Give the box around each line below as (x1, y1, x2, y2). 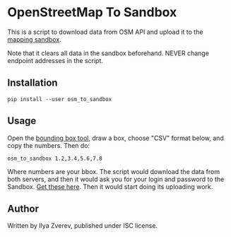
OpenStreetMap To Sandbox (7, 4, 177, 21)
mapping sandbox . (7, 35, 61, 43)
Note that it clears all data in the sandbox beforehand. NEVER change (7, 49, 210, 57)
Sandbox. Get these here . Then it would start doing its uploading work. (7, 182, 213, 191)
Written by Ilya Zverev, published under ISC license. (7, 221, 158, 230)
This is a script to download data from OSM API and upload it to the (7, 28, 203, 36)
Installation (7, 77, 58, 89)
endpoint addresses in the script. (7, 56, 104, 64)
